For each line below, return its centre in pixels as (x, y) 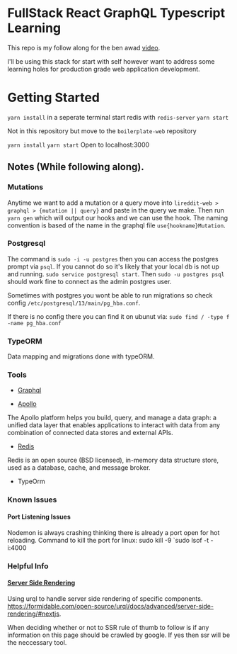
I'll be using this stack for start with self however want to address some (111, 61)
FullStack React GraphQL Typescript (116, 13)
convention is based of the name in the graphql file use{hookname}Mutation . (116, 225)
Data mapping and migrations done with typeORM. (81, 356)
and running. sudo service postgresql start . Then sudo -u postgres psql (116, 274)
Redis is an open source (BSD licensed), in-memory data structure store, (113, 460)
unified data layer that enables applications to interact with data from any (114, 425)
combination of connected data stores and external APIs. (90, 433)
